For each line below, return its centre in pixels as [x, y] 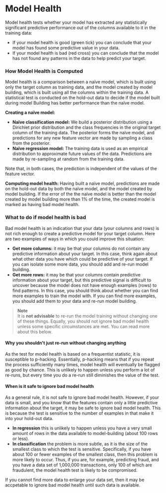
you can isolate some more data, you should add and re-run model [80, 264]
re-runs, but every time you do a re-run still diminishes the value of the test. [82, 375]
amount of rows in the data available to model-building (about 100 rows [85, 433]
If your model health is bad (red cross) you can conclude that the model [85, 53]
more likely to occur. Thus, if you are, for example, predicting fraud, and [86, 459]
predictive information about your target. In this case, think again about [85, 254]
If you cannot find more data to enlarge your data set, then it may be [75, 480]
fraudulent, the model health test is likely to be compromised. [75, 470]
